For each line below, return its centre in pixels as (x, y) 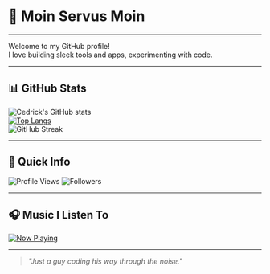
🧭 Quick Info (39, 162)
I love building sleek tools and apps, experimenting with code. (110, 55)
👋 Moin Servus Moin (77, 16)
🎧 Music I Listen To (59, 215)
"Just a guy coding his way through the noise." (105, 261)
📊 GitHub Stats (47, 89)
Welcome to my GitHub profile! (59, 46)
